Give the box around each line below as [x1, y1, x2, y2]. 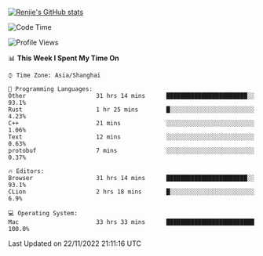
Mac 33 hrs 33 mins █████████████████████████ [8, 218, 255, 226]
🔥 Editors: [8, 168, 45, 175]
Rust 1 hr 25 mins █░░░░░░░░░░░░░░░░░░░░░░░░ [8, 106, 255, 114]
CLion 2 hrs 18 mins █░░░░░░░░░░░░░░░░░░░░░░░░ [8, 188, 255, 196]
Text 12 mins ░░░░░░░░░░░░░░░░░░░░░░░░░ [8, 133, 255, 141]
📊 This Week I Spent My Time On [8, 53, 119, 63]
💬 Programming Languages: [8, 85, 93, 93]
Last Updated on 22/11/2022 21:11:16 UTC [8, 239, 142, 248]
